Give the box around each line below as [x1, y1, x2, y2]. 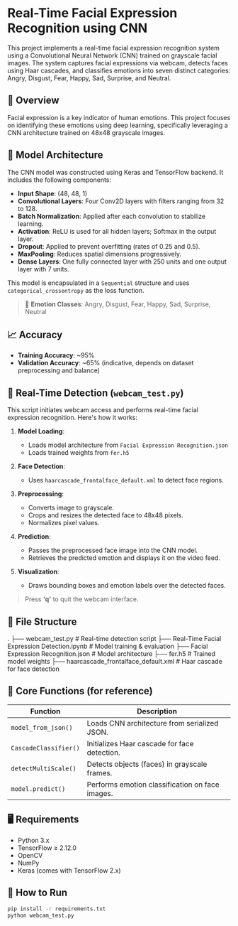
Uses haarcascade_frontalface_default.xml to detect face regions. [28, 476, 225, 485]
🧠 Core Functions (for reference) [7, 685, 154, 697]
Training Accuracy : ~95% [17, 351, 95, 360]
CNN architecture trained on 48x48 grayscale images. [7, 128, 166, 136]
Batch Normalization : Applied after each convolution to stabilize [17, 212, 206, 220]
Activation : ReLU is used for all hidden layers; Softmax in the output [17, 227, 217, 235]
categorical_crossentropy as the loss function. [7, 286, 144, 294]
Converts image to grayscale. [28, 503, 115, 512]
